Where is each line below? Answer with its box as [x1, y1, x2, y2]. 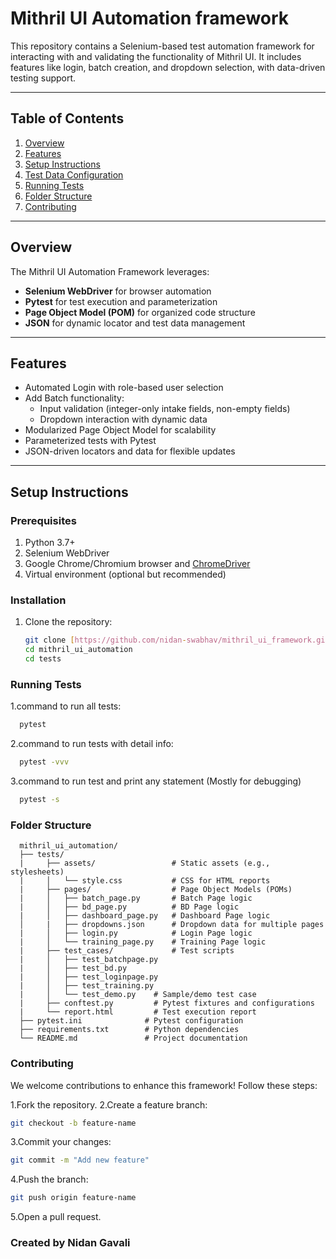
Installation [10, 593, 67, 607]
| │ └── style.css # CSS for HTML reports [19, 876, 271, 886]
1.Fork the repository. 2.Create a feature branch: [10, 1098, 208, 1111]
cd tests [24, 654, 62, 664]
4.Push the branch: [10, 1173, 89, 1186]
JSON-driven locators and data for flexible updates [24, 445, 236, 457]
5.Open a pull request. [10, 1211, 102, 1223]
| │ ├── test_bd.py [19, 963, 128, 974]
